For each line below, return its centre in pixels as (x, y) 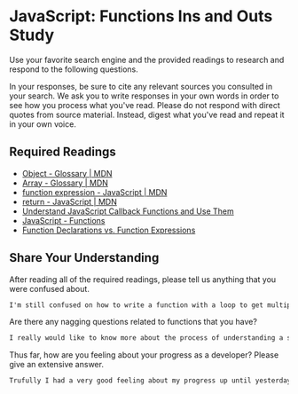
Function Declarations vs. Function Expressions (109, 230)
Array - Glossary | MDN (65, 183)
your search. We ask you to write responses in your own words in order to (144, 96)
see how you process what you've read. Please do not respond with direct (145, 105)
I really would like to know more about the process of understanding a (146, 338)
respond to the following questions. (74, 69)
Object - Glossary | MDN (67, 173)
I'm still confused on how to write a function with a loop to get (137, 305)
